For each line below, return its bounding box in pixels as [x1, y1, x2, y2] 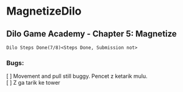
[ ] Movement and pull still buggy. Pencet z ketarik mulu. [6, 73, 148, 80]
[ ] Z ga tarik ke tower [6, 79, 60, 87]
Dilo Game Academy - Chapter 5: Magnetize [6, 29, 177, 39]
